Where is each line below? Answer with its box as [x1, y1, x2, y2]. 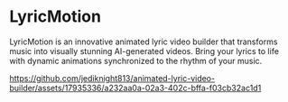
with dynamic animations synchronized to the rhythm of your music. [9, 55, 263, 66]
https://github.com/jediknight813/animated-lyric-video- [9, 72, 215, 83]
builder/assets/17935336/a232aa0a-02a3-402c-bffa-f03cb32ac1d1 [9, 82, 262, 93]
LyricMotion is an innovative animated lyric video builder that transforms [9, 36, 278, 47]
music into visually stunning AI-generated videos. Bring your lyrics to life [9, 45, 280, 56]
